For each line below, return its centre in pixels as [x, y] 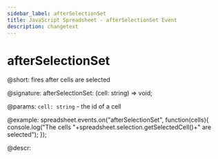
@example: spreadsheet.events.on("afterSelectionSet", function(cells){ [108, 120]
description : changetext [43, 26]
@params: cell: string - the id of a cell [65, 106]
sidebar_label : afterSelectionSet [57, 13]
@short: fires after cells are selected [59, 79]
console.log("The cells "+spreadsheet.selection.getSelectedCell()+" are [109, 127]
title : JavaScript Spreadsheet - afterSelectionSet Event [92, 20]
